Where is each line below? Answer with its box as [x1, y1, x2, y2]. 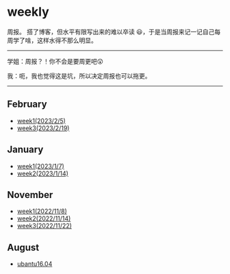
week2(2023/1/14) [16, 169, 68, 177]
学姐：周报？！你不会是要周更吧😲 [7, 57, 104, 65]
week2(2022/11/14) [16, 214, 71, 223]
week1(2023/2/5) [16, 116, 66, 125]
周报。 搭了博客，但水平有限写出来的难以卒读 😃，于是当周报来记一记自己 [7, 27, 215, 36]
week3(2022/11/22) [16, 222, 72, 230]
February [7, 99, 47, 110]
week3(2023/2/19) [16, 124, 70, 132]
